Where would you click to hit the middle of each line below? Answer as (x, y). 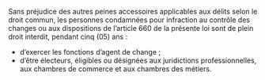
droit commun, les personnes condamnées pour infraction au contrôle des (129, 20)
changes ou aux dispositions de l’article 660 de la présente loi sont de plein (131, 28)
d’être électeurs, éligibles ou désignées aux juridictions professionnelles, (138, 60)
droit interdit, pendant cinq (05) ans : (68, 36)
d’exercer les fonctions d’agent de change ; (90, 52)
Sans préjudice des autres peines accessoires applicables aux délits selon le (133, 11)
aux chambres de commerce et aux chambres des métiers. (115, 69)
